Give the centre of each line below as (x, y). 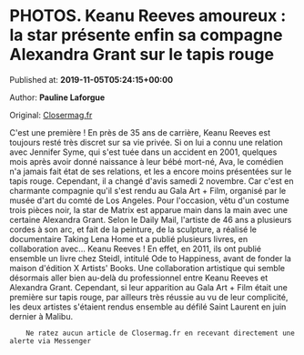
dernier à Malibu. (41, 316)
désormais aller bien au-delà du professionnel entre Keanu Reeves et (139, 278)
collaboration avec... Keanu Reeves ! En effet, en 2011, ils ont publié (136, 248)
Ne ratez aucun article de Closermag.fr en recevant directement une (161, 333)
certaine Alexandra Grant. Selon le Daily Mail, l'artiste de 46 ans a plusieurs (151, 219)
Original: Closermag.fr (51, 115)
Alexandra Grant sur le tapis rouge (142, 55)
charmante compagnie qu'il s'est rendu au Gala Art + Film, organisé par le (148, 190)
